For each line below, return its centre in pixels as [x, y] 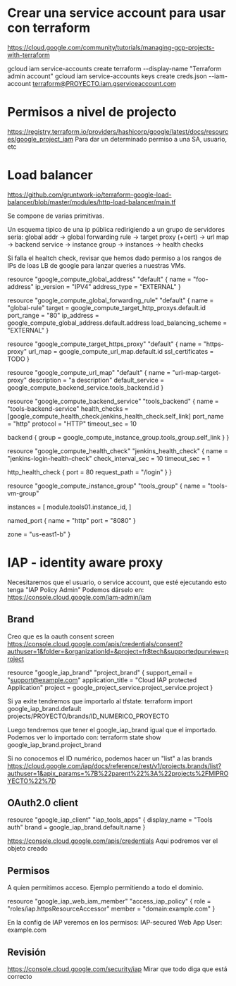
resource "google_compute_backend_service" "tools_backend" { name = [113, 401]
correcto [20, 976]
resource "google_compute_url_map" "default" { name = [89, 372]
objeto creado [27, 849]
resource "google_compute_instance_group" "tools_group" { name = [107, 486]
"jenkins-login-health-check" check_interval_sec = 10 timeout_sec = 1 [108, 458]
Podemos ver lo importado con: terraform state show [84, 737]
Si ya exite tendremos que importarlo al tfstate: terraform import [100, 701]
